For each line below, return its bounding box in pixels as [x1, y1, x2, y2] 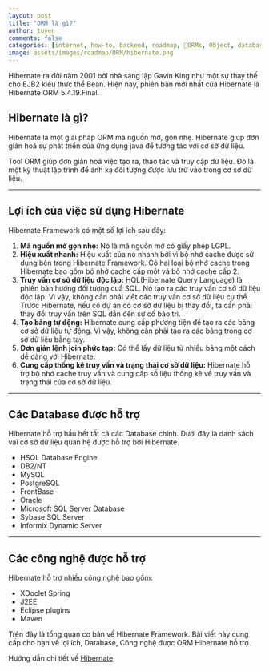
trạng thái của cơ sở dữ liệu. [19, 377, 112, 387]
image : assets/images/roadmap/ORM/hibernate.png [8, 49, 174, 57]
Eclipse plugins [19, 605, 70, 615]
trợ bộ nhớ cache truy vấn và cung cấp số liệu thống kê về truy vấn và [19, 368, 251, 378]
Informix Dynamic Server [19, 521, 102, 531]
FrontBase [19, 487, 54, 496]
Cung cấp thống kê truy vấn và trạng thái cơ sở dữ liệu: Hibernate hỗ [19, 360, 251, 369]
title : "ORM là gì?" [8, 19, 78, 27]
